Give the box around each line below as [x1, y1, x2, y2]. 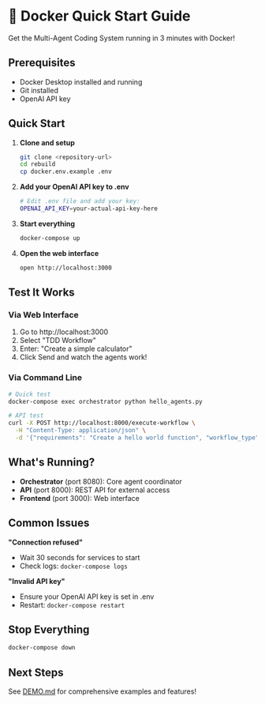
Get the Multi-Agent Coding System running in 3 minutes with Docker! [8, 33, 235, 43]
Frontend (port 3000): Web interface [19, 493, 140, 503]
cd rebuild [19, 160, 56, 168]
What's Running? [8, 456, 95, 469]
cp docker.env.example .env [19, 168, 112, 176]
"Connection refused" [8, 537, 83, 547]
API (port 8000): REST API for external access [19, 485, 170, 495]
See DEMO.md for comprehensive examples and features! [8, 687, 197, 696]
